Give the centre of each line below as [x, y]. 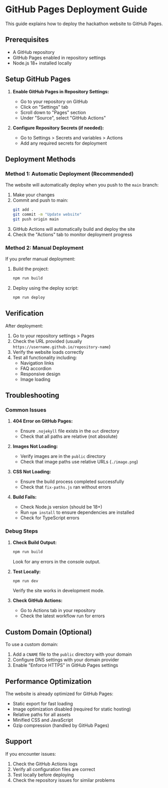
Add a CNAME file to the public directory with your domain [72, 654]
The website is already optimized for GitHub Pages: [59, 694]
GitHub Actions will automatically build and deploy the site [74, 229]
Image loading [35, 379]
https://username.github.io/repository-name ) [62, 347]
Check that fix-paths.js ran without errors [66, 487]
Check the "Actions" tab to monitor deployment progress [73, 234]
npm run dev [25, 581]
